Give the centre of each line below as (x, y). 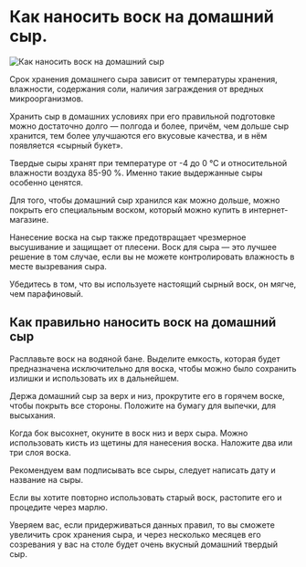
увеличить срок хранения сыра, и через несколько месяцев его (136, 534)
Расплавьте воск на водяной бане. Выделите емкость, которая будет (145, 359)
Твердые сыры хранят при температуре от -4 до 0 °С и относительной (148, 163)
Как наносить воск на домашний (142, 17)
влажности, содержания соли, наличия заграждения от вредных (137, 89)
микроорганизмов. (47, 99)
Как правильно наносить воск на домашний (143, 323)
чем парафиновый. (47, 293)
